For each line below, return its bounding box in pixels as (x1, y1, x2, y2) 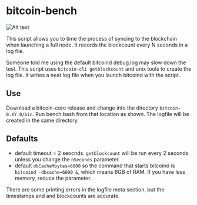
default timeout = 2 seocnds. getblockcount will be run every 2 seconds (14, 149, 189, 157)
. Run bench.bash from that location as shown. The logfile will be (32, 110, 189, 117)
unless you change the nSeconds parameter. (14, 156, 121, 163)
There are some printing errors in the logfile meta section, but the (6, 186, 165, 193)
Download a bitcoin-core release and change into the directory (6, 104, 159, 111)
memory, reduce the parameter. (14, 174, 92, 181)
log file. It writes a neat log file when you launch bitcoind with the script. (6, 71, 181, 78)
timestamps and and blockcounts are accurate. (6, 192, 121, 199)
